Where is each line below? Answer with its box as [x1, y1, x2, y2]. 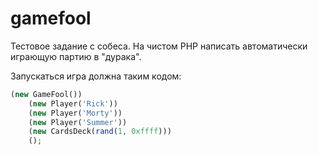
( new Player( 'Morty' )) [28, 108, 123, 118]
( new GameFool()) [10, 89, 83, 99]
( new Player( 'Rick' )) [28, 98, 118, 109]
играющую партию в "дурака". [10, 50, 142, 62]
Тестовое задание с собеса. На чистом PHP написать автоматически [10, 40, 308, 52]
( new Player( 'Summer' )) [28, 117, 128, 127]
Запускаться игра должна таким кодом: [10, 70, 182, 82]
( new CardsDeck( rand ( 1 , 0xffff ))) [28, 127, 172, 137]
